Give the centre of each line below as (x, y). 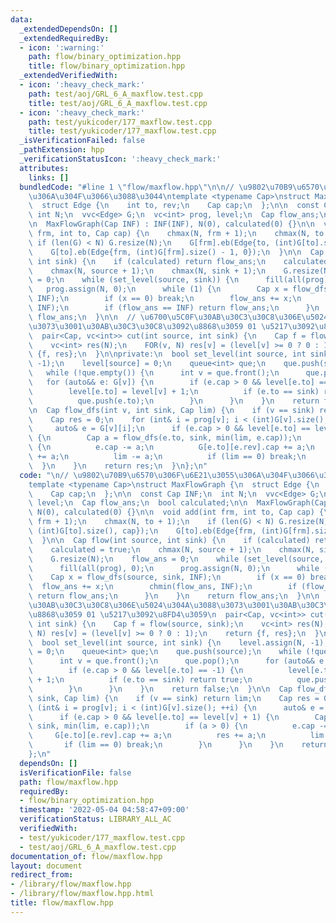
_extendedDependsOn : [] (68, 29)
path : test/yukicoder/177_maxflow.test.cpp (120, 122)
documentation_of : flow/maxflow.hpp (86, 856)
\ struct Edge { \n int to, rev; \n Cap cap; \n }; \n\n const (174, 206)
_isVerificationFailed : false (82, 141)
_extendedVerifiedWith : (68, 76)
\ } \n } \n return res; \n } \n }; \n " (118, 466)
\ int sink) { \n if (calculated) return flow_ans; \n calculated (178, 261)
